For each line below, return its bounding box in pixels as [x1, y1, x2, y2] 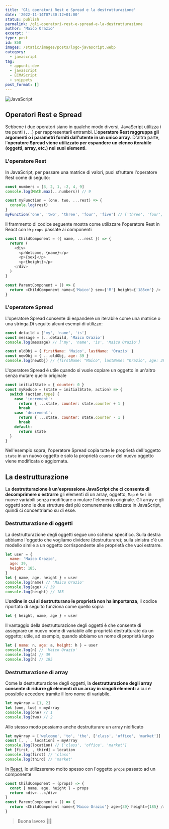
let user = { [5, 551, 33, 557]
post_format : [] [5, 82, 39, 87]
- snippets [10, 77, 33, 82]
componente [5, 771, 32, 777]
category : [5, 49, 26, 54]
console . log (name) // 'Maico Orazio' [5, 580, 84, 585]
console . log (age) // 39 [5, 584, 55, 590]
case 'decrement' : [14, 410, 53, 415]
